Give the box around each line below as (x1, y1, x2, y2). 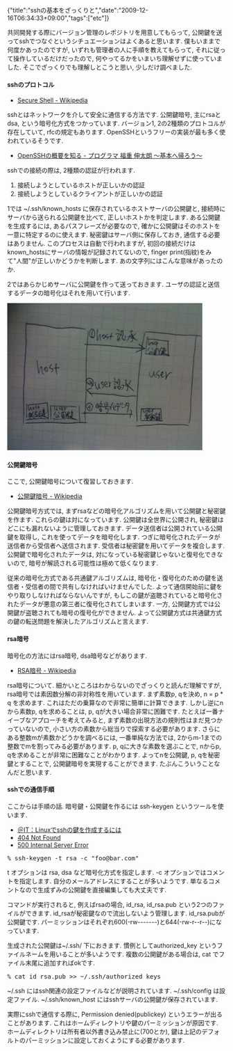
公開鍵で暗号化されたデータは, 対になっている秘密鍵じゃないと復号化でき (7, 551, 217, 559)
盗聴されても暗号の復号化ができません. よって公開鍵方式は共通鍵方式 (25, 608, 223, 617)
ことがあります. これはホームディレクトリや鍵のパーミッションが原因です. (7, 1018, 218, 1027)
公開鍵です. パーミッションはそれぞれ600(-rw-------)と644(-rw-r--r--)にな (7, 917, 222, 926)
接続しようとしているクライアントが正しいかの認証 (17, 190, 163, 198)
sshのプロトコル (7, 80, 55, 88)
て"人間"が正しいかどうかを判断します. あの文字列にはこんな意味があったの (7, 257, 223, 265)
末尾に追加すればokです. (25, 958, 96, 967)
